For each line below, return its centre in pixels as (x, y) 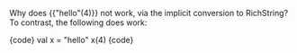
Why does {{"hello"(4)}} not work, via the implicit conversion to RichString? (149, 13)
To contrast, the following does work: (78, 22)
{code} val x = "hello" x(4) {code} (72, 40)
